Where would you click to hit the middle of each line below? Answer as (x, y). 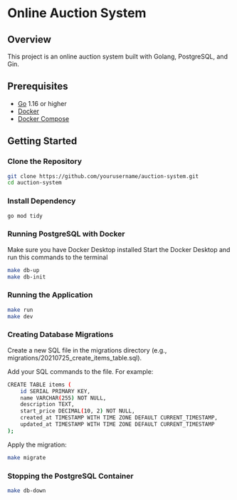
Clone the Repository (45, 162)
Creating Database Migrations (60, 335)
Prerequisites (38, 87)
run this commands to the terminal (58, 257)
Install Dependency (42, 201)
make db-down (27, 490)
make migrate (27, 457)
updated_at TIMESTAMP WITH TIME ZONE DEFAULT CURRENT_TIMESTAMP (117, 425)
